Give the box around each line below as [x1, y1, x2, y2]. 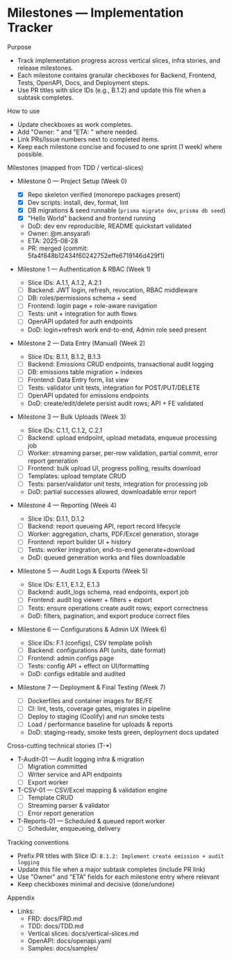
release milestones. [17, 63, 74, 72]
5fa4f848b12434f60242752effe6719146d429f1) [27, 252, 165, 260]
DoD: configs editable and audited [27, 669, 126, 677]
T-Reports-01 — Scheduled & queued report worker [17, 817, 165, 825]
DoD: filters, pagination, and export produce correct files [27, 611, 190, 620]
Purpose [7, 43, 32, 51]
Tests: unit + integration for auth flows [27, 309, 137, 318]
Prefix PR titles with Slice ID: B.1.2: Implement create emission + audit [17, 852, 224, 860]
